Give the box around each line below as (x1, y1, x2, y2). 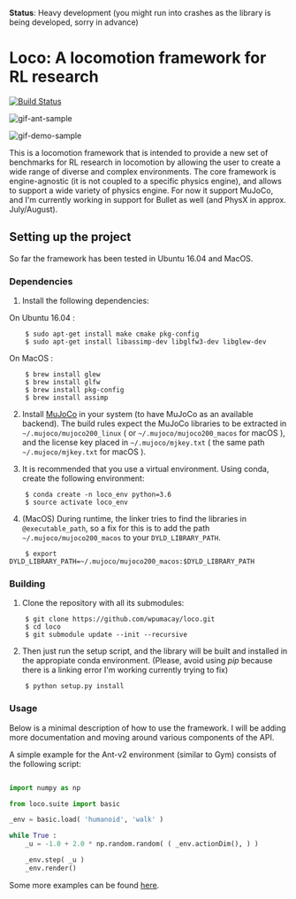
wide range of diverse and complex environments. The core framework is (9, 166, 277, 176)
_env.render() (25, 864, 77, 872)
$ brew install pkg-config (25, 385, 125, 395)
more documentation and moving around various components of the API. (9, 732, 275, 742)
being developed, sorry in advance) (9, 17, 139, 27)
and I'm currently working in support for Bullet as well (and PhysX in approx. (9, 194, 287, 205)
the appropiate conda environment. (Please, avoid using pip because (21, 655, 273, 666)
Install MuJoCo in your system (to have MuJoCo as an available (21, 409, 254, 420)
